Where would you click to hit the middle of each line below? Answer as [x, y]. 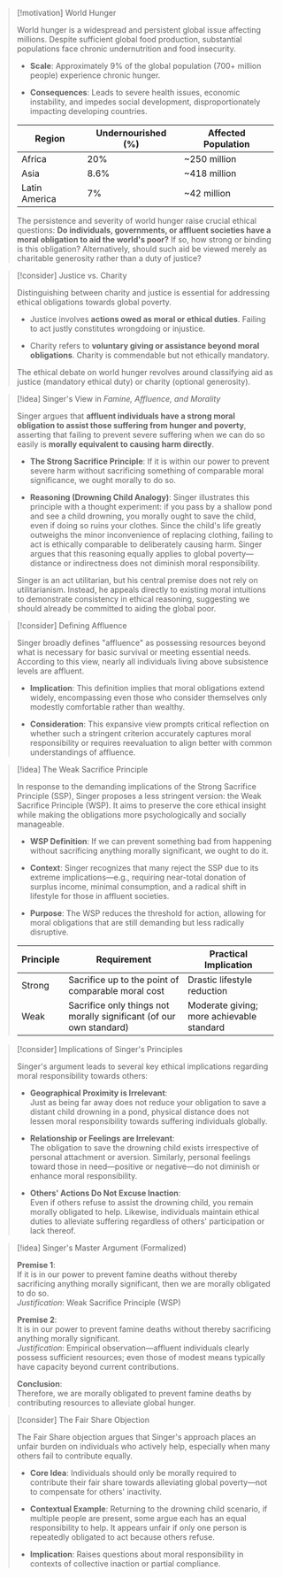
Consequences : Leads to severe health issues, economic [135, 92]
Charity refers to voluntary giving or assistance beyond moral [145, 346]
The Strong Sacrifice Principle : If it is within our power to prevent [150, 461]
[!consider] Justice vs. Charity [72, 275]
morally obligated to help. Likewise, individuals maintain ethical [145, 1212]
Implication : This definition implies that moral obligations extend [147, 688]
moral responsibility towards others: [82, 1076]
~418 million [210, 173]
